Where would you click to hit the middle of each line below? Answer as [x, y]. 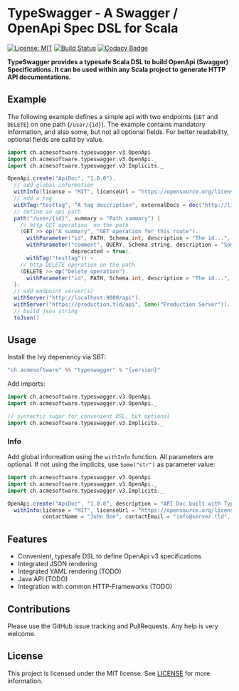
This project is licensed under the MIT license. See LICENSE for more [109, 673]
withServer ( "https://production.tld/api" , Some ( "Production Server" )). [122, 304]
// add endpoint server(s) [54, 291]
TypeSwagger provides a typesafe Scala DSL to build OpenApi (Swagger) [118, 61]
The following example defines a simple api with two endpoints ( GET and [113, 116]
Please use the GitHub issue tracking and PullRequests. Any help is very [113, 626]
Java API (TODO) [43, 579]
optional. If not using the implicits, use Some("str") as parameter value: [111, 464]
